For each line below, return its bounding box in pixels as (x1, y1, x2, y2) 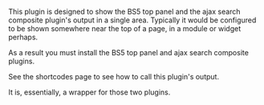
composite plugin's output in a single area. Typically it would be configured (8, 15, 257, 25)
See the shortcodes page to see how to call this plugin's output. (8, 72, 219, 81)
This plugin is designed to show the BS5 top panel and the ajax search (8, 7, 241, 16)
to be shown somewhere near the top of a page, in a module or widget (8, 24, 242, 33)
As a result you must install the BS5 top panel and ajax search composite (8, 48, 249, 57)
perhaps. (8, 32, 39, 42)
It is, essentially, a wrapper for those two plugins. (8, 87, 171, 97)
